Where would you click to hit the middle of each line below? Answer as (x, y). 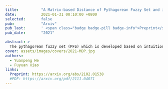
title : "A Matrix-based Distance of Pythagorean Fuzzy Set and (82, 10)
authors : (14, 56)
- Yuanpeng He (24, 60)
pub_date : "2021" (30, 33)
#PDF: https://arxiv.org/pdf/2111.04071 (52, 79)
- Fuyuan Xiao (24, 65)
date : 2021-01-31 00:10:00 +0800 (51, 14)
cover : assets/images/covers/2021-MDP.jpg (50, 51)
